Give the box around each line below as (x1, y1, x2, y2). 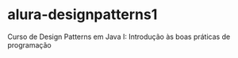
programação (7, 40, 52, 49)
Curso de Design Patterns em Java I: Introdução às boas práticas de (7, 32, 231, 41)
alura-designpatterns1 (7, 6, 158, 24)
